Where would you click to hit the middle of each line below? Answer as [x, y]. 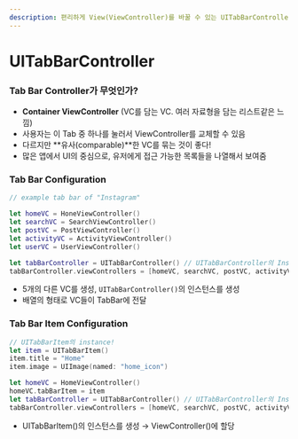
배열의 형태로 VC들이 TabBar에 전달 [84, 300]
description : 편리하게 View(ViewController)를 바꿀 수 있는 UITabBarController [151, 17]
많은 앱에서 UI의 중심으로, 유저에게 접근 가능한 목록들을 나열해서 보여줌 [144, 156]
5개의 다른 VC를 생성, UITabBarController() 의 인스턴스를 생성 [131, 289]
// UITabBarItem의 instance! [62, 342]
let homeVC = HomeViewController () [75, 383]
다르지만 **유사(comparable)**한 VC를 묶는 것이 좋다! [116, 145]
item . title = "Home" [47, 359]
